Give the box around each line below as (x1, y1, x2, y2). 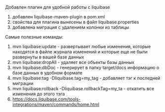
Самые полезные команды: (5, 34, 63, 40)
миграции (12, 80, 34, 86)
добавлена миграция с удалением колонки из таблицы (12, 24, 129, 30)
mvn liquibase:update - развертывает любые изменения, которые (12, 44, 151, 49)
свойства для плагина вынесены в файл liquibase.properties (12, 19, 139, 25)
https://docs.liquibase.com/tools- (12, 96, 81, 102)
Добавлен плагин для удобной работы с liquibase (5, 4, 110, 10)
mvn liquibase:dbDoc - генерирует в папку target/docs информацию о (12, 64, 160, 70)
